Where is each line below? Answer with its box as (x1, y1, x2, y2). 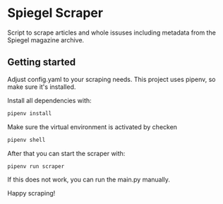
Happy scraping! (7, 189, 56, 198)
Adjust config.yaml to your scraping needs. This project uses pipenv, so (7, 75, 217, 83)
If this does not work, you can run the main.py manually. (7, 175, 171, 184)
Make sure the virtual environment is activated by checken (7, 122, 178, 131)
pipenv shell (7, 136, 46, 143)
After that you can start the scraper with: (7, 149, 126, 157)
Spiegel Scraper (7, 5, 104, 21)
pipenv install (7, 109, 52, 117)
